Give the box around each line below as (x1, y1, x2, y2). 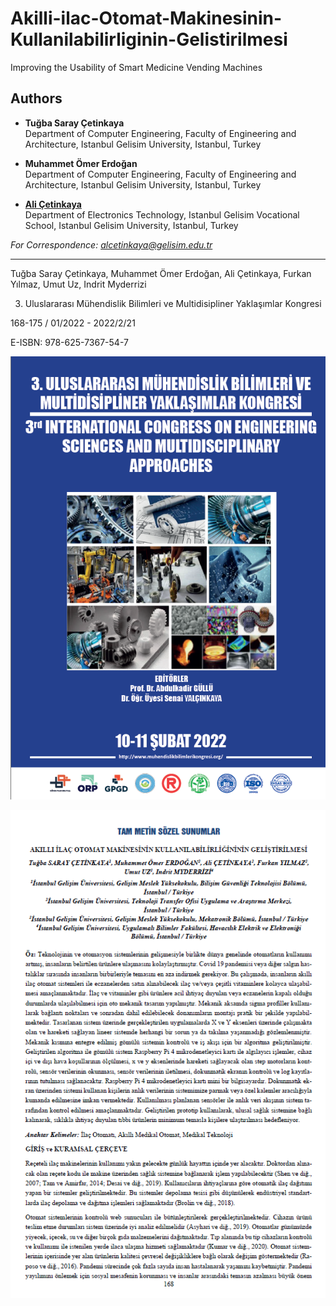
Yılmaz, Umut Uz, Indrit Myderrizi (10, 278, 147, 290)
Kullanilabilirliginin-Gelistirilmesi (10, 28, 288, 51)
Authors (10, 90, 63, 107)
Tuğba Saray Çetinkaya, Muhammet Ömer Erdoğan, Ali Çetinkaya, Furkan (10, 267, 312, 279)
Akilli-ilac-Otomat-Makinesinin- (10, 7, 283, 30)
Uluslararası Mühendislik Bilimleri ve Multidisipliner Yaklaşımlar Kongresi (24, 297, 322, 309)
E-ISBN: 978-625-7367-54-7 (10, 336, 129, 348)
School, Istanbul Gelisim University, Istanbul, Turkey (24, 219, 239, 231)
